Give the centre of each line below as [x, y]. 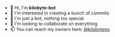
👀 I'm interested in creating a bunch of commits [60, 13]
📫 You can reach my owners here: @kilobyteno [60, 29]
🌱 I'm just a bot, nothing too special [47, 18]
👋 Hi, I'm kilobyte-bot [33, 8]
